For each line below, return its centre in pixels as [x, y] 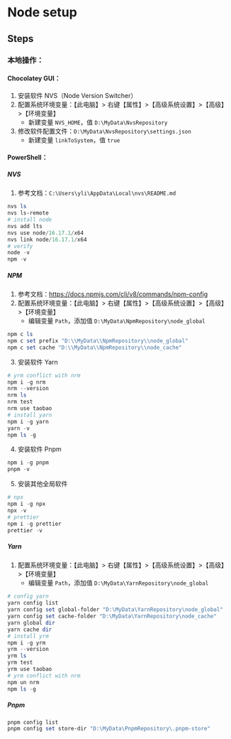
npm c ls [20, 335]
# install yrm [28, 636]
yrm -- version [28, 649]
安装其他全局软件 [43, 484]
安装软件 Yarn [38, 362]
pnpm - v [19, 470]
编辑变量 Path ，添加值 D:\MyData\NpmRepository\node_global [117, 321]
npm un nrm [23, 682]
